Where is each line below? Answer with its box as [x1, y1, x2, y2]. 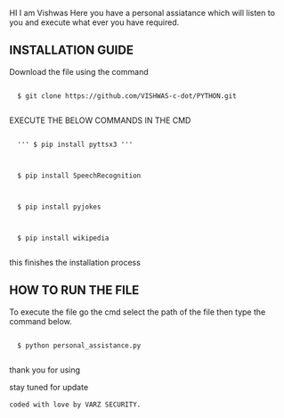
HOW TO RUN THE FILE [9, 283, 140, 298]
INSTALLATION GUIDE [9, 43, 134, 58]
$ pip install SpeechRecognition [17, 171, 142, 180]
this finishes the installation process [9, 257, 141, 267]
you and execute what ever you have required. [9, 17, 180, 28]
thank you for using [9, 365, 81, 375]
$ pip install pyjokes [17, 202, 101, 211]
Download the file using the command [9, 66, 149, 77]
